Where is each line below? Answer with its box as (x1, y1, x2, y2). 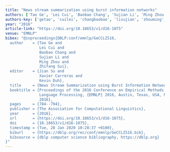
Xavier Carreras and (39, 73, 82, 79)
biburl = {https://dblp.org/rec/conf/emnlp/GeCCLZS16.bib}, (10, 130, 146, 135)
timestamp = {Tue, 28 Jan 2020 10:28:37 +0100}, (10, 125, 114, 130)
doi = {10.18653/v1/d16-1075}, (10, 120, 90, 126)
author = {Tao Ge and (10, 41, 62, 46)
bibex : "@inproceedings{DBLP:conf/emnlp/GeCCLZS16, (5, 36, 116, 41)
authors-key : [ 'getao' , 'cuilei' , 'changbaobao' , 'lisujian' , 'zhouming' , (5, 17, 166, 22)
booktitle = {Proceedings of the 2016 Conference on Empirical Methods (10, 87, 164, 93)
